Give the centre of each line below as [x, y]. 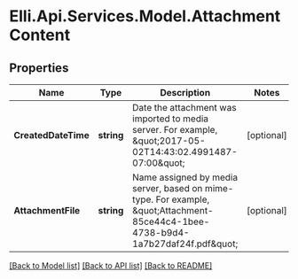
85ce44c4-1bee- [171, 221]
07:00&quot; [159, 163]
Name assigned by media [185, 177]
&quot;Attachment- [173, 210]
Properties [39, 68]
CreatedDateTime [52, 135]
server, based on [168, 188]
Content [40, 35]
